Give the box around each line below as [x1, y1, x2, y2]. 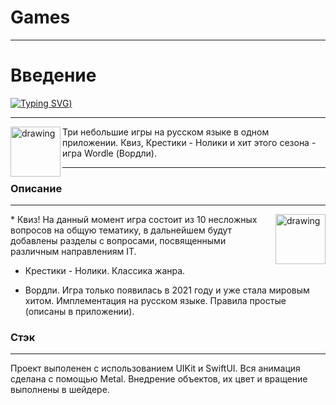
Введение [10, 64, 97, 87]
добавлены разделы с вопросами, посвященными [10, 235, 227, 247]
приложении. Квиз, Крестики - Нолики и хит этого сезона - [62, 136, 317, 148]
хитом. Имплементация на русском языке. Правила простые [24, 295, 287, 307]
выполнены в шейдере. [10, 384, 110, 396]
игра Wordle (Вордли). [62, 147, 157, 159]
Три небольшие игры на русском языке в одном [62, 126, 270, 138]
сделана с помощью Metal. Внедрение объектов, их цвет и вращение [10, 373, 308, 385]
